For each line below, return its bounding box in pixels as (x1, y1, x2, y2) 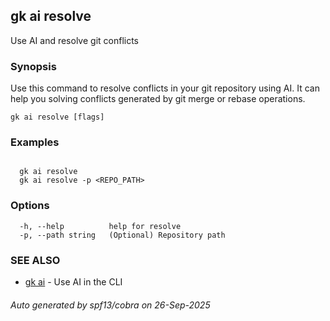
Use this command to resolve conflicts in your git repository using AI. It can (10, 82, 320, 94)
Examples (10, 135, 60, 149)
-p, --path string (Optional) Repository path (19, 230, 226, 240)
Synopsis (10, 59, 57, 73)
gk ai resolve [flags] (10, 112, 105, 123)
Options (10, 199, 50, 213)
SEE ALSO (10, 253, 61, 267)
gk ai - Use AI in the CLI (24, 276, 123, 288)
